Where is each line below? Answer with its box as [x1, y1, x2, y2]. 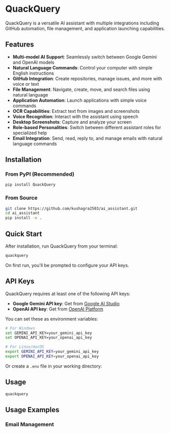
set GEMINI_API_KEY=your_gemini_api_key [5, 330, 93, 335]
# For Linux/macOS [5, 344, 44, 350]
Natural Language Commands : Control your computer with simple [12, 64, 153, 70]
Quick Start [5, 229, 42, 238]
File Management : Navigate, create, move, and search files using [12, 86, 150, 92]
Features [5, 40, 34, 49]
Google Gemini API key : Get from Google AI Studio [12, 300, 120, 306]
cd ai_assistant [5, 210, 40, 216]
